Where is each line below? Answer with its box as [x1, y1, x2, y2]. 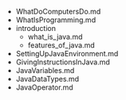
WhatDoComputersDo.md [15, 7, 101, 16]
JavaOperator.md [15, 83, 73, 92]
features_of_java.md [27, 40, 96, 50]
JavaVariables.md [15, 66, 75, 75]
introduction [15, 24, 56, 33]
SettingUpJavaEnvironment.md [15, 49, 119, 58]
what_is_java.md [27, 32, 83, 41]
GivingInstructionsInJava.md [15, 57, 110, 67]
